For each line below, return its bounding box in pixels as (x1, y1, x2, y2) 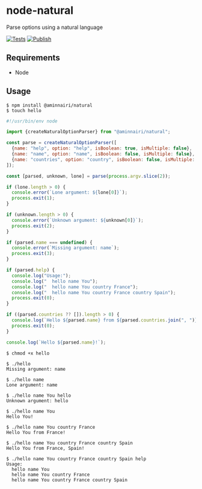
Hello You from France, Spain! (6, 445, 85, 451)
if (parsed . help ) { (6, 267, 55, 273)
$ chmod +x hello (6, 350, 50, 356)
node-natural (6, 4, 74, 17)
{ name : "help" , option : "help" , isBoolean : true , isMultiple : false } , (11, 145, 192, 151)
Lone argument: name (6, 382, 58, 388)
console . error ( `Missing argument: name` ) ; (11, 245, 120, 251)
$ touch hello (6, 107, 42, 113)
